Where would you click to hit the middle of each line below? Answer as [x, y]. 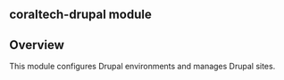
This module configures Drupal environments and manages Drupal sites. [142, 67]
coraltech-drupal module [80, 15]
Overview [37, 45]
